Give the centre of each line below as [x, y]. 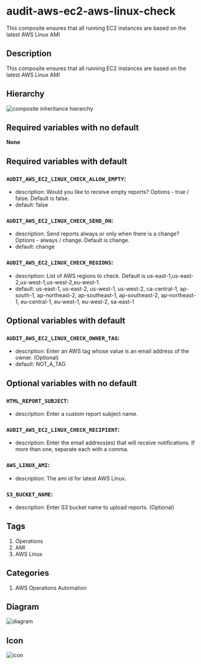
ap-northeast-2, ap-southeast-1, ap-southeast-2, [98, 295]
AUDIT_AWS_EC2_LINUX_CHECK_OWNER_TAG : [63, 337]
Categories [28, 573]
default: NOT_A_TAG [40, 364]
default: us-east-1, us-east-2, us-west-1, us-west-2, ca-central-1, [97, 289]
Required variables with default [67, 161]
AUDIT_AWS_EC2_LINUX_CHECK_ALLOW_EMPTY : [66, 179]
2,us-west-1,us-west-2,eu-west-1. [57, 282]
